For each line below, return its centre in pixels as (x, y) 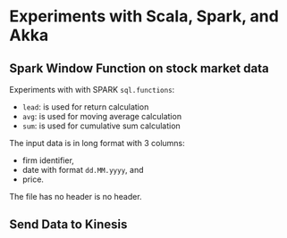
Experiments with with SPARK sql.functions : (92, 90)
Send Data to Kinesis (68, 225)
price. (33, 179)
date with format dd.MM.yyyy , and (83, 170)
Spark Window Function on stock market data (139, 68)
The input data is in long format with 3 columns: (97, 143)
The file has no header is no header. (76, 197)
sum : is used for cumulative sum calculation (101, 126)
